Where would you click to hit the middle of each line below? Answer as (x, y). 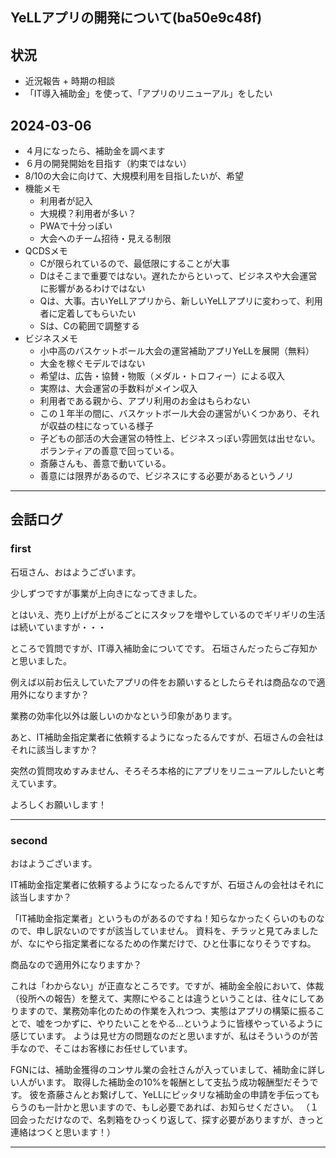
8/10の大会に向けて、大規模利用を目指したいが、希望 (134, 176)
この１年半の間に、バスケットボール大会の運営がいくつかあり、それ (179, 414)
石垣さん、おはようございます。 (76, 572)
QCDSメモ (46, 251)
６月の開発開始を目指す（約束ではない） (108, 164)
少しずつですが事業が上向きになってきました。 (106, 593)
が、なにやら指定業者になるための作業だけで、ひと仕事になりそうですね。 (163, 943)
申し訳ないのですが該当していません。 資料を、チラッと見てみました (177, 931)
